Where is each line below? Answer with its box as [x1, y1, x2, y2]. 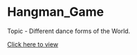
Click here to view [7, 40, 59, 48]
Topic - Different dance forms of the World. [7, 27, 131, 35]
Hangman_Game [7, 4, 104, 20]
